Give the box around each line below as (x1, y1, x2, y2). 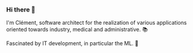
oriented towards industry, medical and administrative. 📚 (6, 26, 149, 33)
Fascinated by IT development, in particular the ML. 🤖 (6, 40, 139, 47)
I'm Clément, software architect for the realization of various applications (6, 19, 187, 26)
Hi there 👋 (6, 5, 36, 14)
